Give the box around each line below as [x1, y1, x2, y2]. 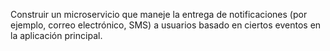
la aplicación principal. [10, 30, 103, 41]
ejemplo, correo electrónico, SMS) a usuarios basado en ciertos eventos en [10, 19, 322, 31]
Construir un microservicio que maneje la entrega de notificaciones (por [10, 9, 308, 20]
